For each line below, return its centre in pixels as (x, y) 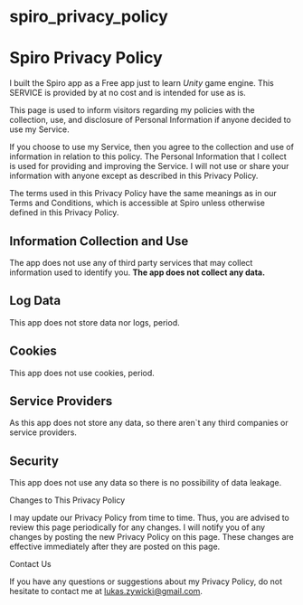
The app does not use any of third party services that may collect (131, 262)
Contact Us (30, 564)
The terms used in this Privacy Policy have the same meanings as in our (143, 194)
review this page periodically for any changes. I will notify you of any (137, 527)
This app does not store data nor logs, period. (95, 322)
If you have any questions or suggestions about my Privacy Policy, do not (146, 581)
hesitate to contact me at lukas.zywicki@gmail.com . (106, 591)
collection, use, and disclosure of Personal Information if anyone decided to (150, 120)
